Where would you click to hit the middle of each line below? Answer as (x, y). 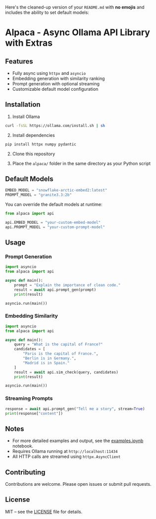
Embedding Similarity (32, 316)
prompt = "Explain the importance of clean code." (67, 285)
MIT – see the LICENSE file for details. (44, 512)
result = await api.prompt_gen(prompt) (55, 290)
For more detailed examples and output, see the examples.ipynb (78, 441)
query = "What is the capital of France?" (58, 344)
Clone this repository (34, 154)
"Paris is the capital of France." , (61, 354)
